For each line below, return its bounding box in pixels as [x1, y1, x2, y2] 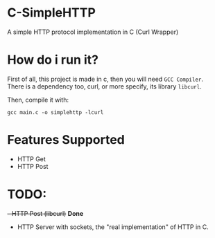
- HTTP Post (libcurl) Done [7, 209, 84, 217]
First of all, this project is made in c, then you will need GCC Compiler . [7, 75, 203, 83]
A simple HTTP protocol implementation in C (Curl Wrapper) [7, 28, 179, 36]
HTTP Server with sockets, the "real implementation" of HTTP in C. [17, 223, 209, 231]
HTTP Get [17, 154, 46, 163]
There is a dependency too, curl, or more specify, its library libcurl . [7, 82, 203, 91]
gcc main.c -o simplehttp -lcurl [7, 109, 104, 116]
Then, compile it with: [7, 95, 69, 104]
